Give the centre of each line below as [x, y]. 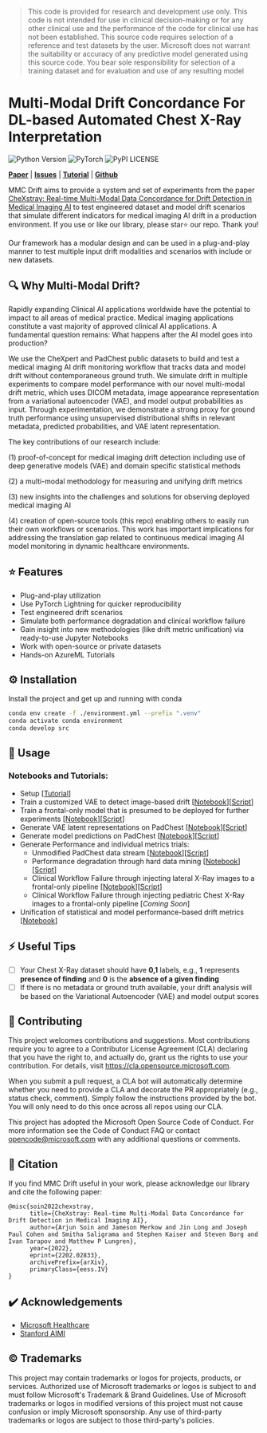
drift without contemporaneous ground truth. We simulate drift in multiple [128, 375]
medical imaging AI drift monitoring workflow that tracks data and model [127, 367]
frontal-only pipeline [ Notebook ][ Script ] [97, 886]
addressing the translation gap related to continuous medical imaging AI [126, 537]
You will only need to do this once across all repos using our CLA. [116, 1107]
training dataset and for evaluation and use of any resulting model [136, 71]
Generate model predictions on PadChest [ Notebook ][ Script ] [120, 835]
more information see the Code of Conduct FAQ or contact [104, 1131]
